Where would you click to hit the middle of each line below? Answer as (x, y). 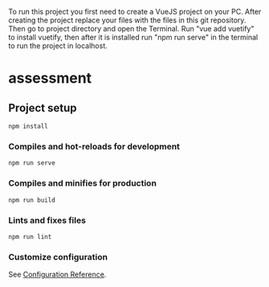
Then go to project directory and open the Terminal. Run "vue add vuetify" (131, 29)
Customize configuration (58, 256)
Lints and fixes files (47, 220)
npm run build (32, 200)
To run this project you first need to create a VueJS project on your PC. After (135, 12)
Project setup (43, 108)
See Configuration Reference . (57, 275)
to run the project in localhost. (58, 46)
